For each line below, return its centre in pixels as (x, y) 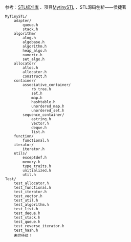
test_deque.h (27, 213)
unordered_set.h (48, 110)
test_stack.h (27, 218)
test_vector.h (28, 196)
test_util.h (26, 200)
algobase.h (34, 42)
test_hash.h (26, 230)
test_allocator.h (32, 183)
